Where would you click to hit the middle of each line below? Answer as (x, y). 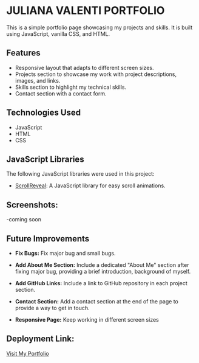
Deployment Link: (40, 339)
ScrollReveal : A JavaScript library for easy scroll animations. (90, 185)
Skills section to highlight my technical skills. (70, 87)
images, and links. (38, 80)
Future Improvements (48, 239)
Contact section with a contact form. (61, 93)
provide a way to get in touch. (52, 308)
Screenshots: (32, 205)
